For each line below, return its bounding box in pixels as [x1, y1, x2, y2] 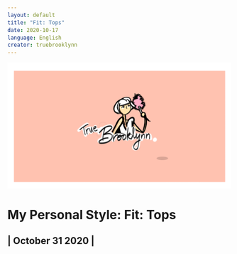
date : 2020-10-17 [7, 26, 59, 33]
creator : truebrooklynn [7, 41, 78, 49]
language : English [7, 34, 62, 41]
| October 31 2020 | [7, 235, 95, 247]
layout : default [7, 11, 55, 18]
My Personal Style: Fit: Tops [7, 206, 177, 223]
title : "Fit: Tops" [7, 18, 65, 26]
